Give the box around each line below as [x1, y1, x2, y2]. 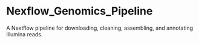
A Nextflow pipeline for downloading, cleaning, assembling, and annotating [6, 24, 194, 31]
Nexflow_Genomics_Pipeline [6, 4, 153, 18]
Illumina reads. [6, 30, 43, 38]
